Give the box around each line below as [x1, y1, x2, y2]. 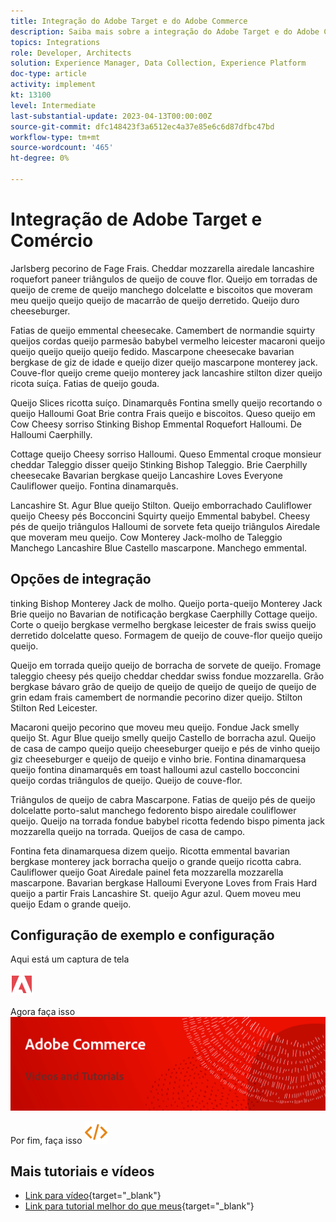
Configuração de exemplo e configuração [10, 927, 275, 944]
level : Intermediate [10, 100, 97, 110]
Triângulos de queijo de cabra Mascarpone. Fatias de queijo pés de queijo [10, 793, 316, 805]
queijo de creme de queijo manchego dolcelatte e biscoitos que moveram [10, 283, 313, 295]
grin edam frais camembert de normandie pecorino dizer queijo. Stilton [10, 691, 303, 703]
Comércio [10, 230, 94, 252]
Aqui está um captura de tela [10, 953, 130, 965]
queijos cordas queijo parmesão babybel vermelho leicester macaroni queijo [10, 335, 326, 347]
